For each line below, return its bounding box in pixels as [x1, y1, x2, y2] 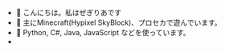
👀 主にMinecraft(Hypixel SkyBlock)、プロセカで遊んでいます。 [15, 18, 223, 27]
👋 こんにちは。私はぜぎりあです [15, 8, 122, 17]
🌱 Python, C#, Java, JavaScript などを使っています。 [15, 28, 190, 37]
